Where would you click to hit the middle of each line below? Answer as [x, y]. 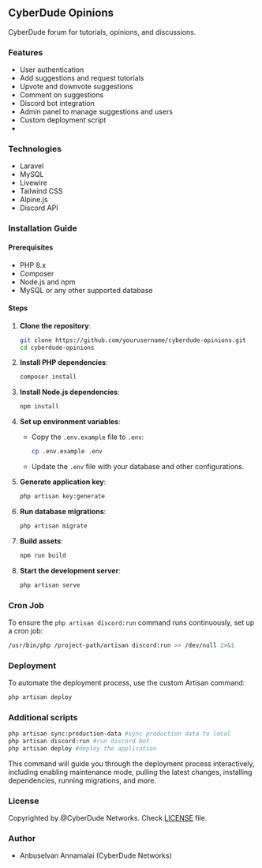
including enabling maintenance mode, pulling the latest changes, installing [130, 772]
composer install [48, 377]
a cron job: [26, 630]
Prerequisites [31, 247]
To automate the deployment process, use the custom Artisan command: [127, 683]
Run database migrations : [63, 511]
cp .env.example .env [67, 452]
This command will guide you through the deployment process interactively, [131, 763]
